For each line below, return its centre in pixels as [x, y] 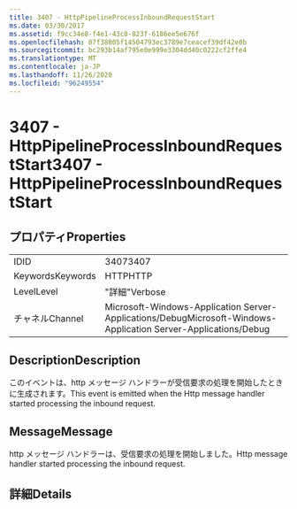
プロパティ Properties [68, 237]
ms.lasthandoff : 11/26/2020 [61, 75]
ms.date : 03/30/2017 [47, 26]
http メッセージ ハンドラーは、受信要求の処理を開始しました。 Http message [148, 454]
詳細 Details [41, 494]
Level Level [36, 291]
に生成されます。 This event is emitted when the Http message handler [137, 394]
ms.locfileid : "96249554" [57, 83]
